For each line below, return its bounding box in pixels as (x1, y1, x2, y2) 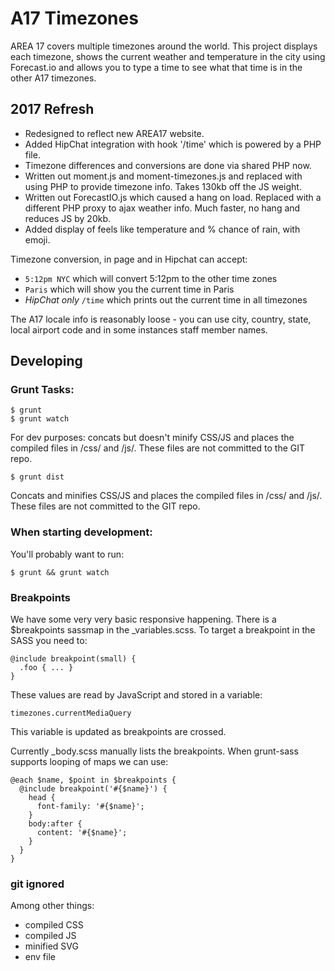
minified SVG (24, 940, 79, 952)
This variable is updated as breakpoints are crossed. (10, 726, 227, 738)
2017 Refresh (10, 101, 95, 118)
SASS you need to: (10, 635, 88, 647)
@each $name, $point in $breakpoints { (10, 775, 177, 786)
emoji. (24, 233, 51, 246)
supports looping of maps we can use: (10, 756, 169, 768)
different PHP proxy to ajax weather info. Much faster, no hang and (24, 202, 301, 214)
